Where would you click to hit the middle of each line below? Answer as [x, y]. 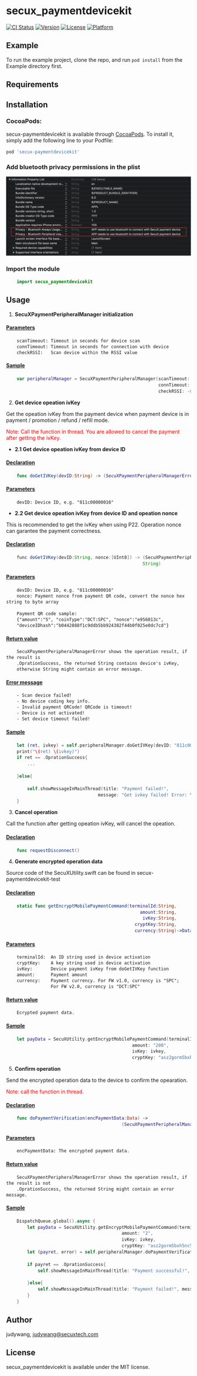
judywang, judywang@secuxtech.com [52, 1334]
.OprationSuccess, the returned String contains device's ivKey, [98, 664]
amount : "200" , [150, 1045]
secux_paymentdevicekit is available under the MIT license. [78, 1367]
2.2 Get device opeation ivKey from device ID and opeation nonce [96, 513]
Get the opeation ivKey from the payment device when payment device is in [98, 414]
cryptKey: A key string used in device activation [84, 963]
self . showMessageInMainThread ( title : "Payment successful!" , [114, 1271]
